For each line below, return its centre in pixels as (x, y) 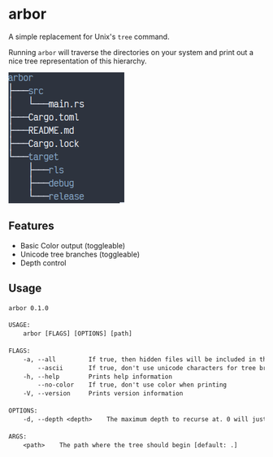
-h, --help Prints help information (98, 377)
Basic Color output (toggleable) (73, 245)
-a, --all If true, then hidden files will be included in (139, 359)
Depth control (43, 263)
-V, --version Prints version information (103, 394)
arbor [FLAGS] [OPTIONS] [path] (78, 334)
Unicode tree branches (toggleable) (80, 254)
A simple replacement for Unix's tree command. (89, 37)
